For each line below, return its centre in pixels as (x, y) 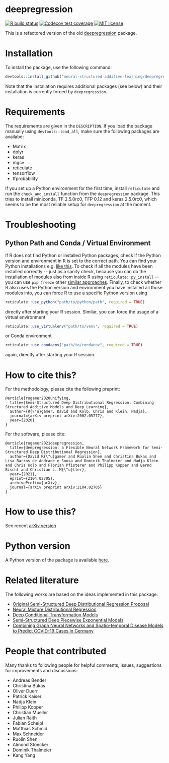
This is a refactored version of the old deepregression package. (71, 33)
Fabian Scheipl (28, 723)
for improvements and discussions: (41, 671)
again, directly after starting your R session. (50, 355)
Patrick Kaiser (27, 696)
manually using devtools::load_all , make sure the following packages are (82, 131)
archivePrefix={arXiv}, (34, 483)
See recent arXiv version (31, 526)
